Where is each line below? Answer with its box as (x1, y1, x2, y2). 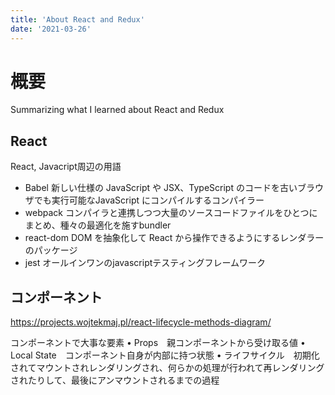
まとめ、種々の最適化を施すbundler (24, 219, 172, 231)
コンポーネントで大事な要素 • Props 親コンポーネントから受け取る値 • (10, 337, 306, 349)
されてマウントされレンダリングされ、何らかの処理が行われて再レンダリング (10, 362, 325, 374)
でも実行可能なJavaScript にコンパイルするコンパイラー (33, 194, 265, 206)
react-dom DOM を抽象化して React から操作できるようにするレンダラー (24, 232, 325, 244)
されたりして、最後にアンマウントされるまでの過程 (10, 374, 220, 386)
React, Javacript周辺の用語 (10, 161, 122, 173)
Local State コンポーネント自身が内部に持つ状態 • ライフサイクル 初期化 (10, 349, 320, 361)
